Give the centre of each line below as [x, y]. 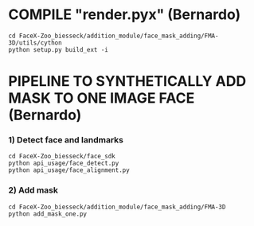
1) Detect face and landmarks [66, 140]
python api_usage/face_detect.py [64, 164]
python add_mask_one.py [48, 214]
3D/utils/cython [35, 43]
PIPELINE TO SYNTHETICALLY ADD [127, 82]
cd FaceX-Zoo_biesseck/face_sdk [62, 157]
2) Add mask [33, 190]
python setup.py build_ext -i [59, 49]
